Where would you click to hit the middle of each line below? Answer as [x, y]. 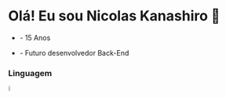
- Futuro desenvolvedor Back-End [74, 53]
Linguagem [30, 73]
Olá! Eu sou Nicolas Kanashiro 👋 [114, 16]
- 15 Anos [35, 38]
